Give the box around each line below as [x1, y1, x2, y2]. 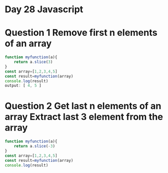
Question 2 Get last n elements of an [5, 101, 161, 112]
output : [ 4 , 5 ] [5, 83, 42, 88]
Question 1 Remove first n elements [5, 27, 158, 39]
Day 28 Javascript [5, 4, 83, 15]
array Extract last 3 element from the [5, 111, 163, 123]
